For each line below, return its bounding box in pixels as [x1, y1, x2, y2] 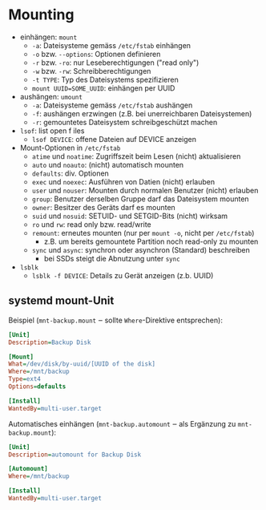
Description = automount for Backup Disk [8, 451, 142, 459]
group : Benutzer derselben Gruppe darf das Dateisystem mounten [31, 194, 250, 204]
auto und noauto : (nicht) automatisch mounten [31, 160, 184, 169]
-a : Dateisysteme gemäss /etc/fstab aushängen [31, 100, 193, 110]
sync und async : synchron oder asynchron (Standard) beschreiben [31, 245, 251, 254]
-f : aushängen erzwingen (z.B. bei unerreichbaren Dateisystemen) [31, 108, 252, 118]
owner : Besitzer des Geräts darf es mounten [31, 202, 176, 212]
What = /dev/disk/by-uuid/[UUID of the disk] [8, 360, 156, 368]
